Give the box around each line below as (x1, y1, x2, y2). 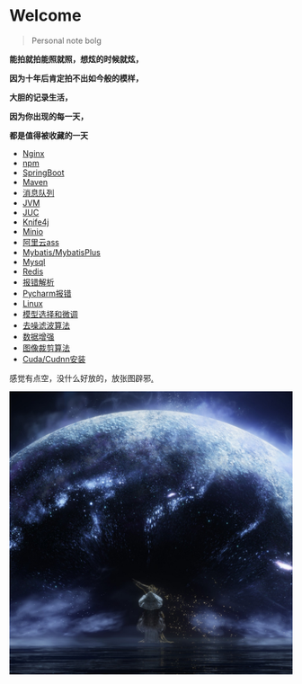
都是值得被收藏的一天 (9, 129, 88, 140)
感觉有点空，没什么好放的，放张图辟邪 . (9, 372, 155, 383)
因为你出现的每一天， (9, 111, 88, 121)
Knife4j (22, 217, 49, 227)
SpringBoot (22, 167, 65, 178)
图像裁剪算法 (22, 342, 70, 353)
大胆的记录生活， (9, 92, 73, 102)
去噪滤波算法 (22, 320, 70, 331)
